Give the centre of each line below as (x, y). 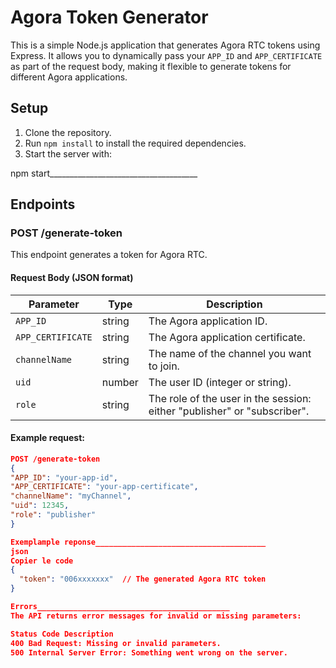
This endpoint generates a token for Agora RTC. (109, 255)
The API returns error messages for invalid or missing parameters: (156, 616)
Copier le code (42, 561)
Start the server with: (68, 153)
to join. (164, 366)
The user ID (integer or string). (220, 382)
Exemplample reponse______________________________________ (138, 542)
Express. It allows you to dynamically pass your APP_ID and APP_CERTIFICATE (166, 55)
